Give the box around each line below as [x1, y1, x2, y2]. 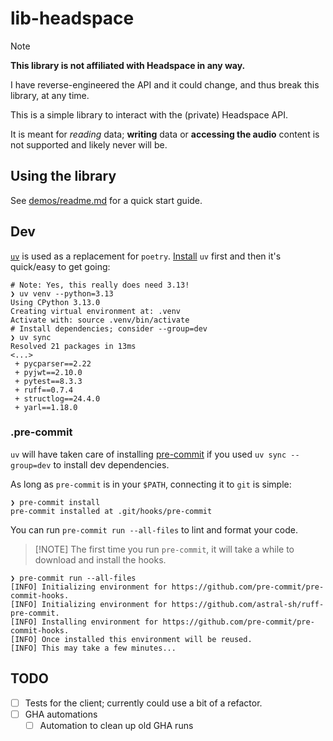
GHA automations [24, 708, 98, 720]
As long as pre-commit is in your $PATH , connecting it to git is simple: [10, 478, 292, 490]
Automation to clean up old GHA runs [39, 719, 194, 731]
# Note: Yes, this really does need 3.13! [10, 280, 190, 290]
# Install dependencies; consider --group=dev [10, 323, 208, 334]
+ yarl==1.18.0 [14, 402, 78, 412]
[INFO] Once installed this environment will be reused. [10, 634, 253, 644]
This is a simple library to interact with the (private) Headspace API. [10, 108, 288, 121]
